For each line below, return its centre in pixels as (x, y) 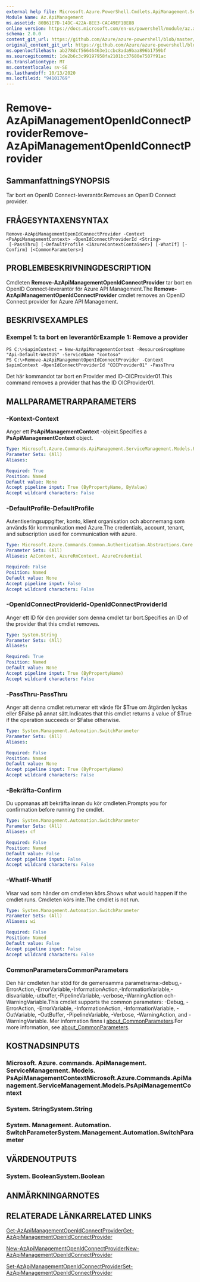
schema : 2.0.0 (24, 34)
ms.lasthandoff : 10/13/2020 (41, 73)
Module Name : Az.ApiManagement (45, 17)
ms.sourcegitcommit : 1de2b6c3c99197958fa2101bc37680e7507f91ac (86, 56)
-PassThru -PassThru (37, 694)
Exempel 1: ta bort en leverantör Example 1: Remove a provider (97, 337)
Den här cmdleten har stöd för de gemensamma (65, 983)
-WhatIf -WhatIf (29, 880)
